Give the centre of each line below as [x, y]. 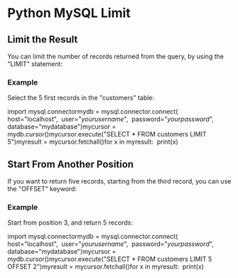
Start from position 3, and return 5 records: [70, 223]
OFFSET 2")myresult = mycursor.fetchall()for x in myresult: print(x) [106, 267]
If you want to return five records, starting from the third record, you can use [119, 181]
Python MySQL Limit [69, 13]
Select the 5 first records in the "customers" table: [81, 98]
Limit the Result [43, 39]
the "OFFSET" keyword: [42, 189]
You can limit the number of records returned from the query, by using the [115, 56]
